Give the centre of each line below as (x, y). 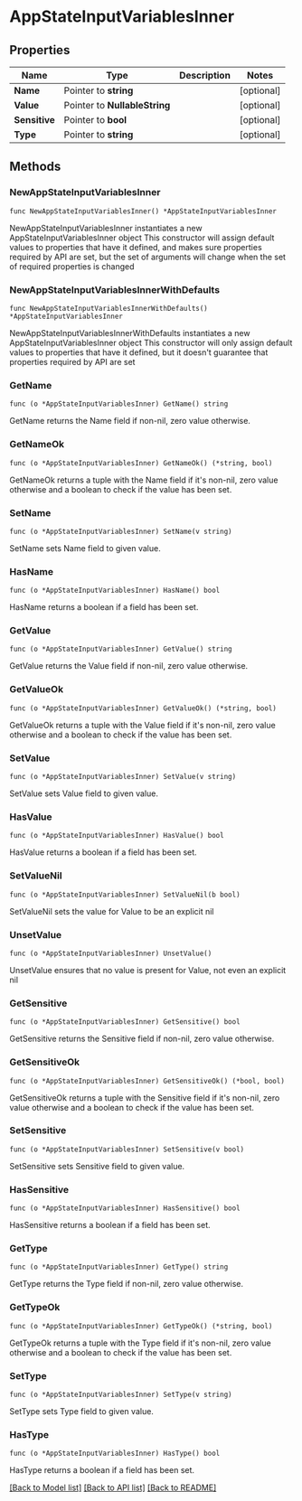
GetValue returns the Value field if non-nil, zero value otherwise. (129, 666)
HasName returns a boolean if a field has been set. (104, 607)
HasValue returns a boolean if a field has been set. (103, 852)
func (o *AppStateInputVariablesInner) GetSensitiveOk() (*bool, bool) (147, 1081)
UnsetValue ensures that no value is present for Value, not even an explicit (148, 970)
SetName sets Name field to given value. (85, 548)
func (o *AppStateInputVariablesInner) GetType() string (119, 1267)
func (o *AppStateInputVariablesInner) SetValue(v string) (123, 777)
